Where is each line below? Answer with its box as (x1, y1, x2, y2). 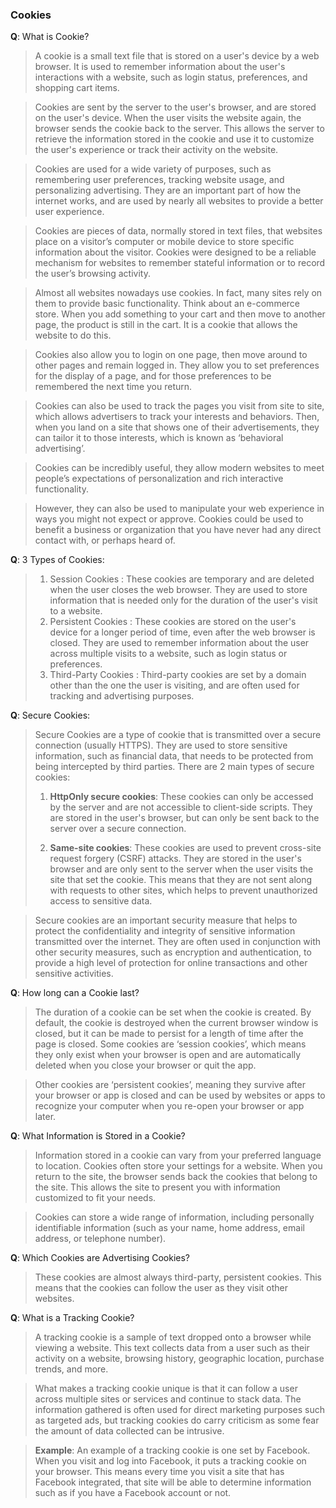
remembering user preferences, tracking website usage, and (34, 174, 285, 186)
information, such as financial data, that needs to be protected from (34, 750, 314, 762)
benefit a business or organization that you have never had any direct (34, 524, 322, 536)
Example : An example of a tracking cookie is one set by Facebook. (34, 1444, 311, 1457)
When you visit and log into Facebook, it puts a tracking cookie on (34, 1455, 307, 1467)
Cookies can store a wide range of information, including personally (34, 1211, 315, 1223)
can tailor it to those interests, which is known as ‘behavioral (34, 432, 284, 444)
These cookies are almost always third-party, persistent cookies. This (34, 1271, 322, 1283)
